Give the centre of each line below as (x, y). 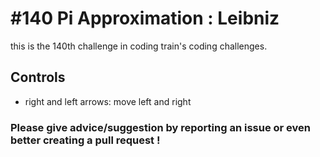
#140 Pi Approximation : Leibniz (145, 18)
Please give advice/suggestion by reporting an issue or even (160, 127)
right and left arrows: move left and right (108, 101)
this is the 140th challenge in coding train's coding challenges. (139, 46)
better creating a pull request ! (85, 140)
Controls (38, 77)
